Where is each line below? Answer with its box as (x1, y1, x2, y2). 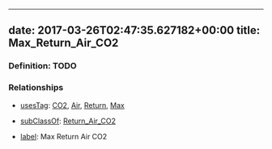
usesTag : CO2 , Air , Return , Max (19, 100, 125, 110)
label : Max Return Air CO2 (19, 131, 108, 141)
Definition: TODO (8, 60, 77, 72)
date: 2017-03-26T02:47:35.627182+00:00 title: (8, 23, 261, 37)
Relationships (8, 82, 64, 93)
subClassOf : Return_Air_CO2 (19, 116, 116, 126)
